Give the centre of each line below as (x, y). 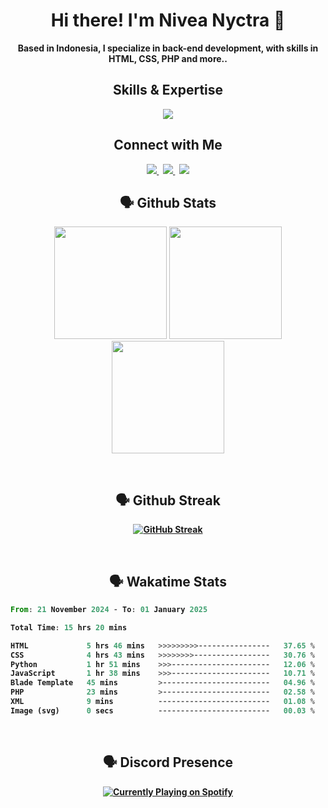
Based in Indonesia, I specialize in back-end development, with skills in (168, 48)
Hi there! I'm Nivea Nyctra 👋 (168, 20)
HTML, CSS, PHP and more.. (168, 58)
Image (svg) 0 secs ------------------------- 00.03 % (162, 710)
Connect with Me (168, 145)
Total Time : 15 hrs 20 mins (69, 627)
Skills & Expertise (168, 90)
